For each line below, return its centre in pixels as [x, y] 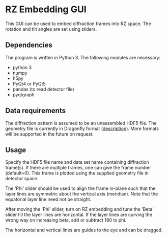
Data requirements [36, 111]
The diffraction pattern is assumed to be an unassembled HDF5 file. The [81, 123]
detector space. [22, 179]
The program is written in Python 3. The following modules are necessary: [83, 57]
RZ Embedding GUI [46, 9]
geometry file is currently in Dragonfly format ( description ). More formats [82, 128]
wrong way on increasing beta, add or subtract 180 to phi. [66, 220]
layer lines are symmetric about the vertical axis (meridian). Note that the [82, 194]
